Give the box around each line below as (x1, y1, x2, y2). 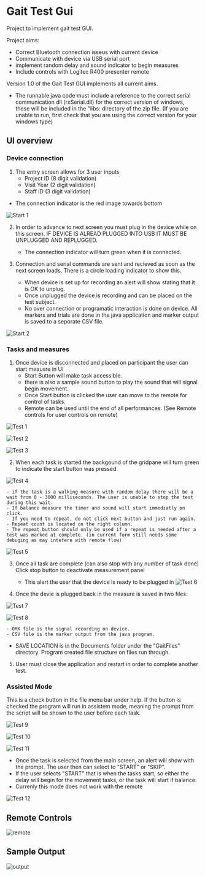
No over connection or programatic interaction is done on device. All (24, 304, 198, 312)
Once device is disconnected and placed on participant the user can (15, 359, 188, 366)
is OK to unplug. (24, 285, 66, 292)
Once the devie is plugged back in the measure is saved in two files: (15, 590, 188, 597)
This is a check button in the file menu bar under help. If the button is (6, 696, 181, 704)
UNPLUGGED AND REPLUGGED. (15, 236, 98, 244)
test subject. (24, 298, 56, 305)
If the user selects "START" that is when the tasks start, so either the (15, 770, 189, 777)
